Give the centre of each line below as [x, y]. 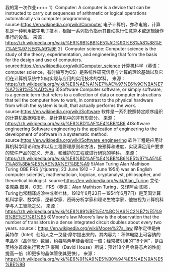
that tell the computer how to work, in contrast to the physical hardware [79, 100]
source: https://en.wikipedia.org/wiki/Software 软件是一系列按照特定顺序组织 [84, 112]
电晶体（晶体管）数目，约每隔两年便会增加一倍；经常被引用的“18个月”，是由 [84, 241]
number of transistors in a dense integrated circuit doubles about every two [83, 222]
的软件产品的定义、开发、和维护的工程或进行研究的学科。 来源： [72, 153]
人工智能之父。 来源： [36, 206]
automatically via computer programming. [49, 18]
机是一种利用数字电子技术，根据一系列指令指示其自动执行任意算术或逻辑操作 [84, 31]
